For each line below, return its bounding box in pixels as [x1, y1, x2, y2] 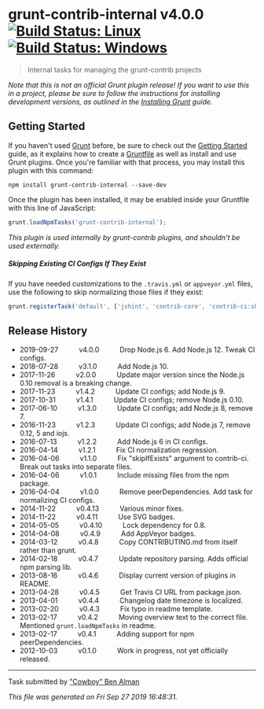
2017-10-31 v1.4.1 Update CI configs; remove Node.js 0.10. [19, 395, 244, 404]
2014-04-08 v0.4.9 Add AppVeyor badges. [19, 529, 196, 538]
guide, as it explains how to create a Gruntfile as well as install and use [8, 149, 237, 158]
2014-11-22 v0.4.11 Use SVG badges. [19, 512, 175, 522]
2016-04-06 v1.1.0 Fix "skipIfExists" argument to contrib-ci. [19, 454, 249, 463]
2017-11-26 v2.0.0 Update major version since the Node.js [19, 370, 245, 379]
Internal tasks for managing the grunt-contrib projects [27, 65, 202, 74]
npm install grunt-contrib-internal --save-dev [8, 181, 167, 189]
